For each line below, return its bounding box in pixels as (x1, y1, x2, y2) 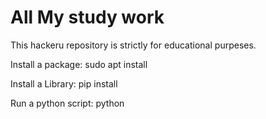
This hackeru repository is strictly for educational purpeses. (10, 39, 257, 51)
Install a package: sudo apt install (10, 58, 148, 70)
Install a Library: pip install (10, 77, 118, 90)
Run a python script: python (10, 97, 125, 109)
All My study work (10, 6, 165, 29)
